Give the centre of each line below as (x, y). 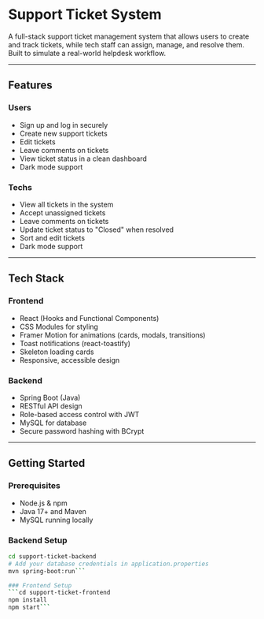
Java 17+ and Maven (53, 511)
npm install (27, 600)
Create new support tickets (63, 133)
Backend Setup (38, 540)
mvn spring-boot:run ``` (47, 571)
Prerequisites (34, 486)
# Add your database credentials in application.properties (109, 564)
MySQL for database (53, 423)
